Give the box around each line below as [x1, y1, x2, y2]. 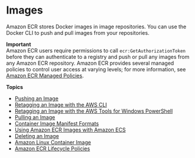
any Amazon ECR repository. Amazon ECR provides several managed [6, 60, 174, 67]
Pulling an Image [14, 113, 55, 121]
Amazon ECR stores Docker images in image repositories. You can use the [6, 23, 187, 30]
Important [6, 41, 31, 48]
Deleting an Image [14, 132, 60, 139]
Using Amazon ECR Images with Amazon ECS [14, 126, 126, 133]
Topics [6, 83, 24, 90]
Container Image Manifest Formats [14, 120, 99, 127]
